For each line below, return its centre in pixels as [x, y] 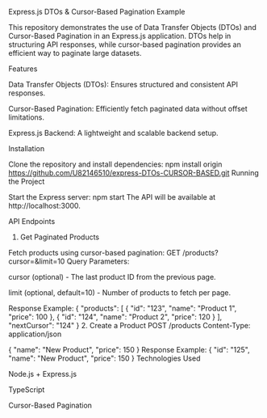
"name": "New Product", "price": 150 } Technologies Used [104, 358]
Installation [27, 148]
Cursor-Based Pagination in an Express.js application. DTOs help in [120, 36]
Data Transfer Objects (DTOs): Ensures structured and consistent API [123, 84]
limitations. [27, 117]
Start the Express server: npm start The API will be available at [112, 197]
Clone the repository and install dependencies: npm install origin [115, 164]
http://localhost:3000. [44, 206]
